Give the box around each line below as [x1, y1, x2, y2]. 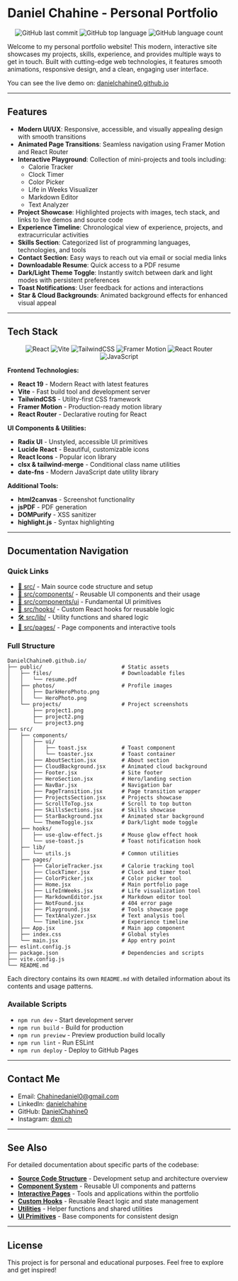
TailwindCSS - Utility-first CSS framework [17, 394, 141, 403]
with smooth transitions [17, 132, 86, 141]
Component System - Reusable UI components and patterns [17, 1182, 196, 1191]
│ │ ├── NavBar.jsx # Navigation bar [7, 782, 173, 789]
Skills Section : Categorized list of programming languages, [17, 238, 191, 247]
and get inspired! [7, 1266, 57, 1275]
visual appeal [17, 298, 57, 307]
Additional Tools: [7, 481, 59, 490]
